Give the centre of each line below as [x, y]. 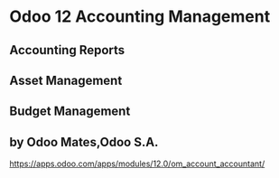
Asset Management [66, 80]
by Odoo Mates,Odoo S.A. [84, 142]
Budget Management [70, 112]
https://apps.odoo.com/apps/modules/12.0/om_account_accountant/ [137, 164]
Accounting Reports [67, 50]
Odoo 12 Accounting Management [140, 17]
